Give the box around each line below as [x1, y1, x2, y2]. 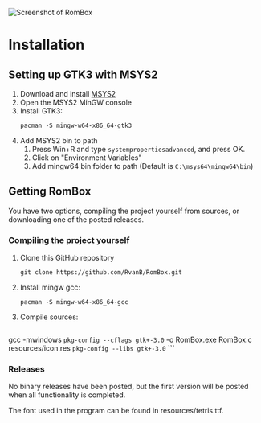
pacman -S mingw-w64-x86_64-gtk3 [19, 121, 133, 129]
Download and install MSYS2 [19, 89, 116, 98]
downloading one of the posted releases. [8, 214, 145, 224]
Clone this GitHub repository [19, 253, 115, 263]
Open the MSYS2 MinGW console [19, 97, 133, 107]
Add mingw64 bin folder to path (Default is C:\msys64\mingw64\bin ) [31, 162, 254, 170]
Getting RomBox [8, 185, 92, 199]
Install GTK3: [19, 106, 63, 116]
